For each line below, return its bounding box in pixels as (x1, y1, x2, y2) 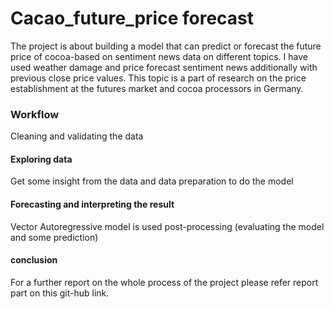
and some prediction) (10, 231, 99, 243)
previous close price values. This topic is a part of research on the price (10, 72, 307, 84)
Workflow (10, 107, 60, 121)
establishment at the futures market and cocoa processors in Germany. (10, 82, 304, 94)
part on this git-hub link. (10, 287, 110, 299)
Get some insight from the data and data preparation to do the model (10, 175, 294, 187)
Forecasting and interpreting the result (10, 198, 175, 211)
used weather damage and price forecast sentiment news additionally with (10, 61, 318, 73)
